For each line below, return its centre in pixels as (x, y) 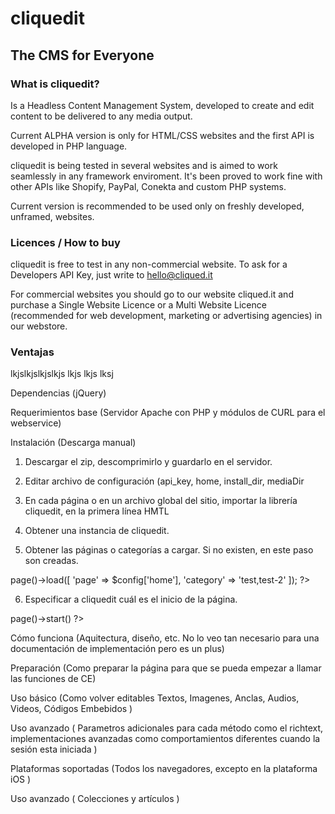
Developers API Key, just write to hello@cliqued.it (111, 275)
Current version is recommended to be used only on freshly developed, (157, 206)
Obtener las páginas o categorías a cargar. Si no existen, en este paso (169, 550)
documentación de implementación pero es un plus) (117, 649)
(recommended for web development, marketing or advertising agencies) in (166, 316)
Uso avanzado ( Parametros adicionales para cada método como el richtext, (167, 728)
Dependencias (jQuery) (58, 393)
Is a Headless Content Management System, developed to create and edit (162, 105)
